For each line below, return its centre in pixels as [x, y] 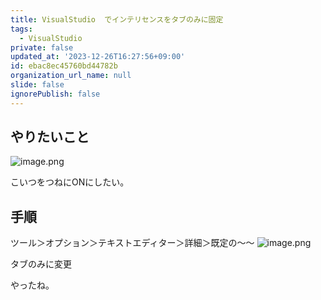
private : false [42, 47]
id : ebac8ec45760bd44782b [64, 66]
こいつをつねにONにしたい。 [70, 182]
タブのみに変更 [41, 264]
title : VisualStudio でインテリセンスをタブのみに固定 [117, 19]
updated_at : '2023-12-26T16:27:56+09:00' [98, 57]
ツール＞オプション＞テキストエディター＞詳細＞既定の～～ [132, 243]
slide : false [37, 85]
